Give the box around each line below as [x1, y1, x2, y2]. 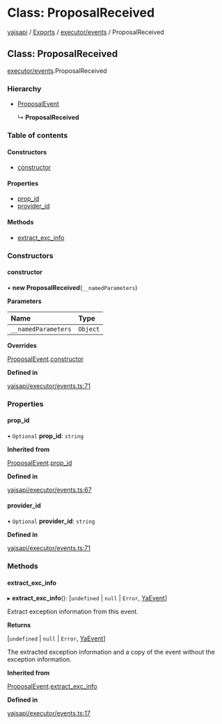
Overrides [7, 341, 37, 349]
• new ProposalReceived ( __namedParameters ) [7, 283, 138, 291]
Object [78, 325, 100, 333]
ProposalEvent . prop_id [7, 458, 72, 467]
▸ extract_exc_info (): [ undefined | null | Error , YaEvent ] [7, 594, 168, 602]
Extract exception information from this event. [7, 607, 138, 616]
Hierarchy [7, 83, 42, 93]
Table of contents [7, 130, 68, 140]
